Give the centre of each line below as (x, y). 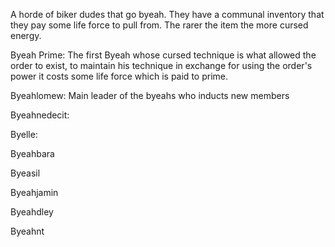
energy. (26, 35)
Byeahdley (32, 212)
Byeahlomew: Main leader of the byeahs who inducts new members (150, 95)
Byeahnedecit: (40, 115)
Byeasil (25, 173)
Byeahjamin (34, 192)
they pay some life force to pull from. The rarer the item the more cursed (159, 25)
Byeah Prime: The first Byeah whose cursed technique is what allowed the (163, 55)
